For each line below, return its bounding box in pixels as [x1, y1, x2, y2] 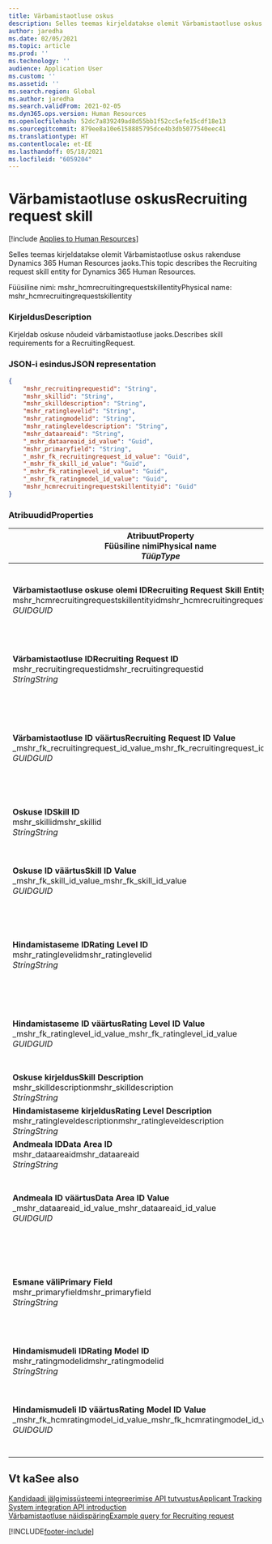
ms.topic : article [8, 42, 70, 50]
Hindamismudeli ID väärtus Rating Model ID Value [12, 1404, 206, 1415]
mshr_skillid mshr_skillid [12, 816, 102, 828]
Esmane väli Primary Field [12, 1277, 113, 1288]
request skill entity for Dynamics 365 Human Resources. [8, 267, 197, 276]
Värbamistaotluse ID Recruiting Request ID [12, 653, 180, 665]
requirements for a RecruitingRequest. [8, 338, 135, 349]
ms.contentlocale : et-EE [8, 139, 92, 148]
